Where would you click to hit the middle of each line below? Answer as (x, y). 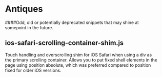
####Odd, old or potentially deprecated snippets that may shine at (72, 22)
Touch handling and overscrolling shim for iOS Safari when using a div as (79, 55)
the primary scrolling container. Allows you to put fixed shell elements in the (81, 60)
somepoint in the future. (29, 27)
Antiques (24, 9)
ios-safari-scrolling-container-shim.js (64, 43)
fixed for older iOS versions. (33, 70)
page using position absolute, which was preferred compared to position (78, 65)
